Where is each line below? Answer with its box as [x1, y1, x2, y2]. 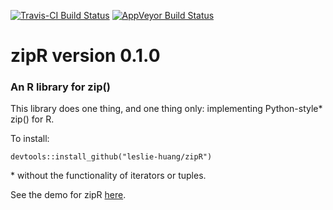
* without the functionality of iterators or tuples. [10, 170, 207, 182]
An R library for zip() [10, 80, 111, 94]
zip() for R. [10, 113, 55, 125]
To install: [10, 133, 50, 145]
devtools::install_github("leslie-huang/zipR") [10, 152, 213, 162]
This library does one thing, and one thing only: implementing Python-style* [10, 103, 323, 115]
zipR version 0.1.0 [10, 45, 161, 67]
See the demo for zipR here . [10, 189, 127, 201]
